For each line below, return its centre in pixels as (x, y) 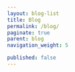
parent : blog (26, 39)
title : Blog (24, 20)
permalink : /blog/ (33, 26)
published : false (32, 58)
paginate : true (29, 33)
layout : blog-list (33, 13)
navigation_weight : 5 (38, 45)
